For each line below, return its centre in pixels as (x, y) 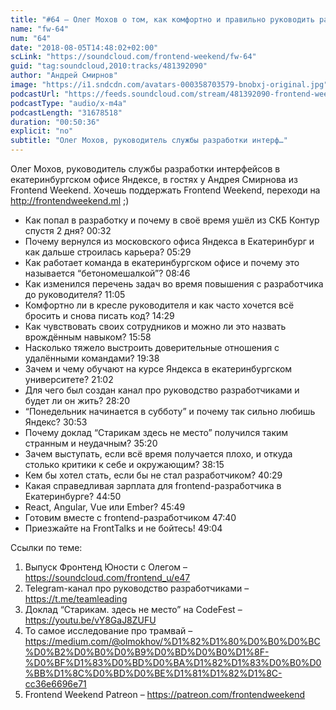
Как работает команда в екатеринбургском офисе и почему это (162, 262)
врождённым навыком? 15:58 (88, 337)
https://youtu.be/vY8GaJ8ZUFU (90, 620)
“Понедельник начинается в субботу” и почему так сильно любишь (170, 411)
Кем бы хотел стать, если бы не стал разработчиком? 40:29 (153, 475)
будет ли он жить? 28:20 (77, 400)
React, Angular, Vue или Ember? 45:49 (105, 507)
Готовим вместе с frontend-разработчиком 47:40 (130, 517)
